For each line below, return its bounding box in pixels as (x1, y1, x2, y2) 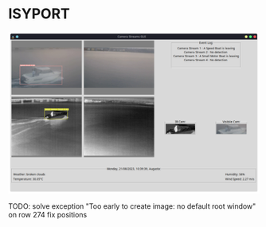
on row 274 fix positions (8, 210, 88, 220)
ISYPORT (8, 5, 70, 23)
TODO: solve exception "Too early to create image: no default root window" (8, 202, 256, 211)
